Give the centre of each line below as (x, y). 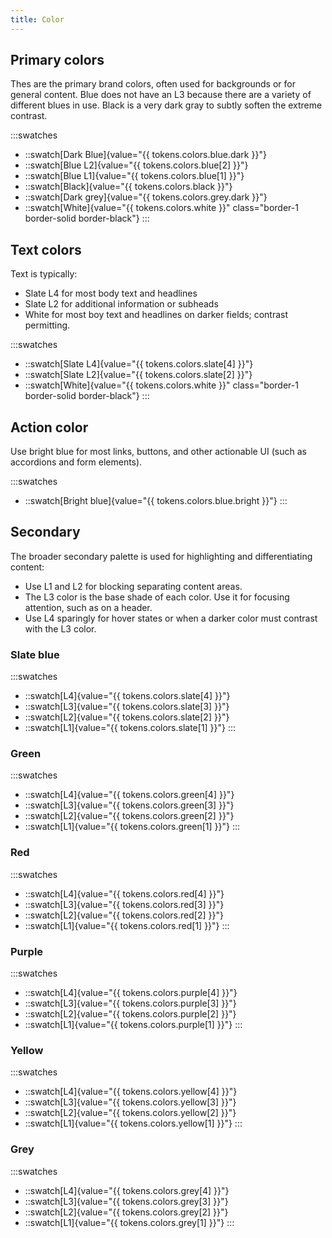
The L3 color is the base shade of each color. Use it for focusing (157, 597)
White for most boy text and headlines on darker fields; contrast (156, 315)
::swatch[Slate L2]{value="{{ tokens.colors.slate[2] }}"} (138, 375)
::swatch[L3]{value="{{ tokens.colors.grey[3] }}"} (126, 1201)
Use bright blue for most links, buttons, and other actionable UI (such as (158, 452)
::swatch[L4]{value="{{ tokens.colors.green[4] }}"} (129, 795)
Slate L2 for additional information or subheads (121, 304)
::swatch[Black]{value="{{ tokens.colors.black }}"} (128, 187)
